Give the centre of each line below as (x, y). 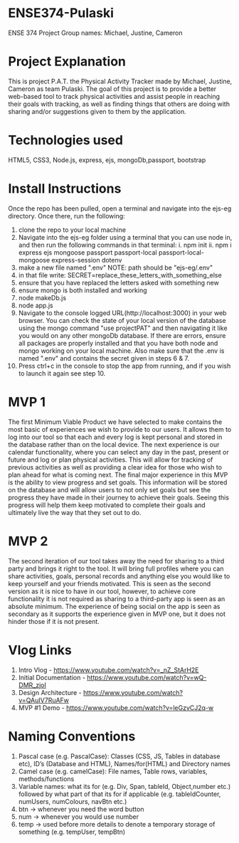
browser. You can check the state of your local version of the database (122, 320)
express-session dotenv (87, 260)
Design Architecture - (50, 692)
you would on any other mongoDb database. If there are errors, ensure (122, 335)
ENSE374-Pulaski (61, 13)
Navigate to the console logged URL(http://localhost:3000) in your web (122, 313)
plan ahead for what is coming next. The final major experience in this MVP (118, 474)
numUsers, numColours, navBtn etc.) (73, 801)
